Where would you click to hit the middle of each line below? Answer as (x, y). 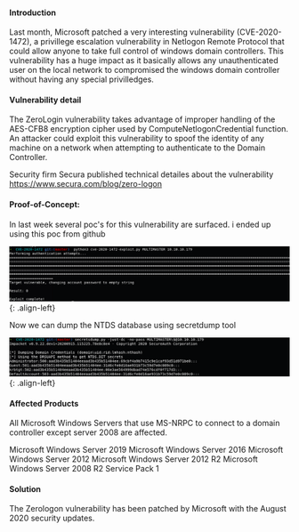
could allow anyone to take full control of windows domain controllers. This (147, 51)
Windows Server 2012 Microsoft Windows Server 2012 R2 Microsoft (133, 459)
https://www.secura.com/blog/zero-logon (86, 184)
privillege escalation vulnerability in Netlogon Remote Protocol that (162, 42)
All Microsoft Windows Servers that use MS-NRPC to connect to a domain (145, 423)
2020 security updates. (52, 518)
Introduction (32, 12)
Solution (25, 488)
